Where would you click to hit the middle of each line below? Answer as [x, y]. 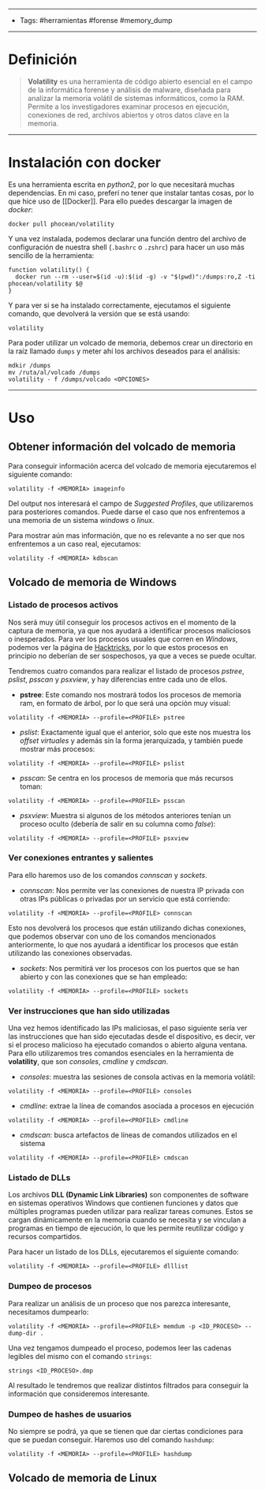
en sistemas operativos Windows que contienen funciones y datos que [123, 1203]
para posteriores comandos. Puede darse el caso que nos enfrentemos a [127, 512]
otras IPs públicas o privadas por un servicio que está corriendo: [125, 898]
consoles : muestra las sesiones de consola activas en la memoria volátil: [137, 1077]
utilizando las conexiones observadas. [70, 953]
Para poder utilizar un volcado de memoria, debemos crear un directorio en [131, 342]
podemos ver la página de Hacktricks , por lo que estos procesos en [118, 647]
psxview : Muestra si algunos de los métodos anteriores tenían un [125, 815]
